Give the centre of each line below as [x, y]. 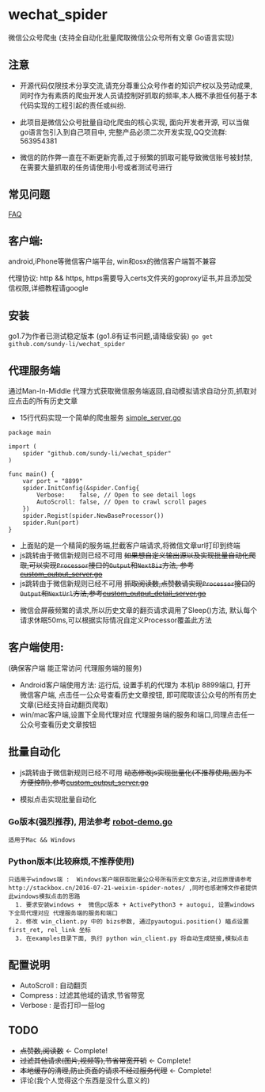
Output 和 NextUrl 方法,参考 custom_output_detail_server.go [113, 593]
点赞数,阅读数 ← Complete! [64, 1050]
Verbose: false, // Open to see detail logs [116, 495]
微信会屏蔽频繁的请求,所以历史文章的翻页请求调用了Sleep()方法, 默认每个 [138, 610]
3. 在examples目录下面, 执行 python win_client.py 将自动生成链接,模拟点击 [132, 939]
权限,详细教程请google [51, 288]
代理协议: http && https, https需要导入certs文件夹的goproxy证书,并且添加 [127, 278]
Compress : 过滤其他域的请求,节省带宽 [82, 995]
